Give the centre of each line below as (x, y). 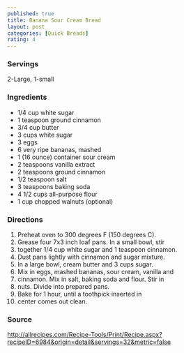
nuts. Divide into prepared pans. (63, 287)
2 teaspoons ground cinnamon (61, 172)
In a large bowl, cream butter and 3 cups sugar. (85, 264)
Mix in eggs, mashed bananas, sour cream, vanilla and (95, 272)
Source (20, 320)
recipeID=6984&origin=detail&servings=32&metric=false (89, 342)
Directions (25, 219)
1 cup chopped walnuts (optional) (65, 201)
